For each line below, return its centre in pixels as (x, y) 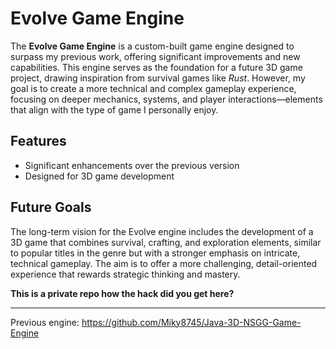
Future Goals (51, 207)
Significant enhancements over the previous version (132, 165)
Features (38, 141)
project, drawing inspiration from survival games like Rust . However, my (158, 78)
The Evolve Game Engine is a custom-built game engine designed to (152, 46)
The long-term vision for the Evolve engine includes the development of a (162, 231)
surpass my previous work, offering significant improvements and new (155, 56)
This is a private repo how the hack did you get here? (122, 293)
